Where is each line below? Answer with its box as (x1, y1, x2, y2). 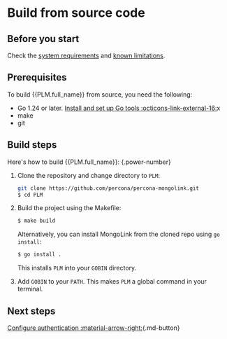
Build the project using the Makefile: (17, 204, 122, 212)
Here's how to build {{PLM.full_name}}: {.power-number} (7, 158, 171, 166)
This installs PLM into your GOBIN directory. (17, 264, 137, 272)
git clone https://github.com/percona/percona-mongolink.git (17, 184, 200, 192)
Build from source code (7, 5, 145, 21)
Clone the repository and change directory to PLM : (17, 171, 161, 179)
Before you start (7, 33, 80, 45)
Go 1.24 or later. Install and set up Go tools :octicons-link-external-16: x (17, 104, 221, 112)
